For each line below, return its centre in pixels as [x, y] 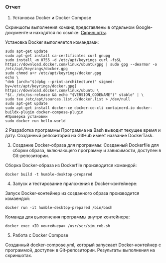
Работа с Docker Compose [40, 235]
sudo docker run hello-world [35, 121]
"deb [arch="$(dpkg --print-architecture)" [51, 82]
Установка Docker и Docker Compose [52, 18]
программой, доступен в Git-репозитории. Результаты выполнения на [80, 250]
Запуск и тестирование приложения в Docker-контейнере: [75, 184]
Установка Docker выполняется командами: [52, 42]
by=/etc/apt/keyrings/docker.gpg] [41, 86]
